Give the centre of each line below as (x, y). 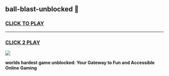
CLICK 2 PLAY (23, 42)
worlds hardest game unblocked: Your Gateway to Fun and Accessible (80, 62)
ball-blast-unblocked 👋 (42, 9)
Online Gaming (21, 67)
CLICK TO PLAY (25, 23)
